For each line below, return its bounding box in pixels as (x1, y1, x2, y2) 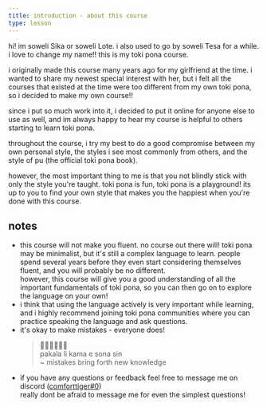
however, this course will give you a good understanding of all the (19, 275, 237, 284)
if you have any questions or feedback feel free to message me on (19, 373, 238, 383)
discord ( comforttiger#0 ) (19, 381, 102, 391)
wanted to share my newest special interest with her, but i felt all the (8, 73, 232, 83)
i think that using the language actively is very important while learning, (19, 300, 254, 310)
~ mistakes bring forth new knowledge (39, 358, 167, 367)
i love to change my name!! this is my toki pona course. (8, 49, 189, 59)
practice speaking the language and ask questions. (19, 317, 188, 326)
